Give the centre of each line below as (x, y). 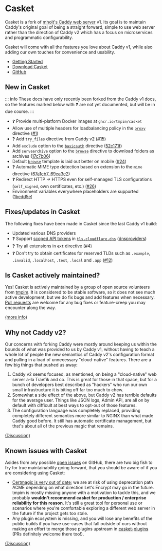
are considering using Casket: (35, 473)
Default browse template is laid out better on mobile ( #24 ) (69, 161)
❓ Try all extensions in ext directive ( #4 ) (52, 246)
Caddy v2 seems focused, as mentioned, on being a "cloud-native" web (84, 374)
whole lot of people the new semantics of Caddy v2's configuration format (80, 355)
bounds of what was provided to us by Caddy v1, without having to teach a (80, 349)
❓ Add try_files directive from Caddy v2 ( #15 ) (59, 139)
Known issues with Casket (46, 451)
